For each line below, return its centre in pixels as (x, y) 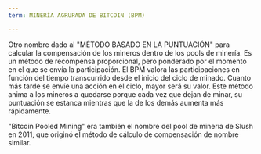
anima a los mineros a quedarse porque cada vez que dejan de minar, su (125, 94)
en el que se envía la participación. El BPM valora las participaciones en (124, 69)
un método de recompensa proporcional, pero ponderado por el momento (127, 61)
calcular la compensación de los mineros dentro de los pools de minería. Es (130, 52)
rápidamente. (29, 111)
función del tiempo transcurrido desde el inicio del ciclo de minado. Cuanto (130, 77)
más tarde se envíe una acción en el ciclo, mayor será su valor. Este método (130, 86)
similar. (20, 142)
